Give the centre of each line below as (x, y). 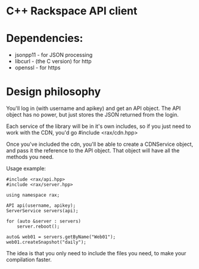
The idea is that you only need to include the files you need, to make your (96, 253)
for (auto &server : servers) (44, 221)
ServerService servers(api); (42, 211)
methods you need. (30, 157)
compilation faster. (29, 260)
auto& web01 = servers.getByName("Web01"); (61, 237)
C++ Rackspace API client (72, 11)
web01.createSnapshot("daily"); (46, 242)
